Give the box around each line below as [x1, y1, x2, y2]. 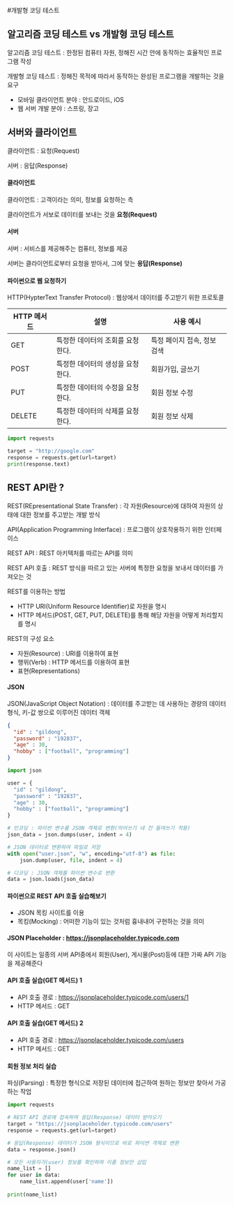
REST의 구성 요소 [7, 634, 54, 642]
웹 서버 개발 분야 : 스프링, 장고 [17, 104, 100, 112]
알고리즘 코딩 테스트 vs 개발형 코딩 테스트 [7, 29, 174, 40]
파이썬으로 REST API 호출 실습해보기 [7, 892, 107, 900]
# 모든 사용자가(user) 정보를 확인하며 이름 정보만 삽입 [7, 1158, 147, 1166]
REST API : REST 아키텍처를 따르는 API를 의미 [7, 549, 134, 557]
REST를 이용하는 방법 [7, 587, 66, 596]
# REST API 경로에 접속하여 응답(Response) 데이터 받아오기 [7, 1114, 162, 1121]
